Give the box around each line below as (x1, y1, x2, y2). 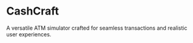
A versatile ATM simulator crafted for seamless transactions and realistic (6, 24, 188, 31)
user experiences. (6, 30, 52, 38)
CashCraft (6, 4, 59, 18)
